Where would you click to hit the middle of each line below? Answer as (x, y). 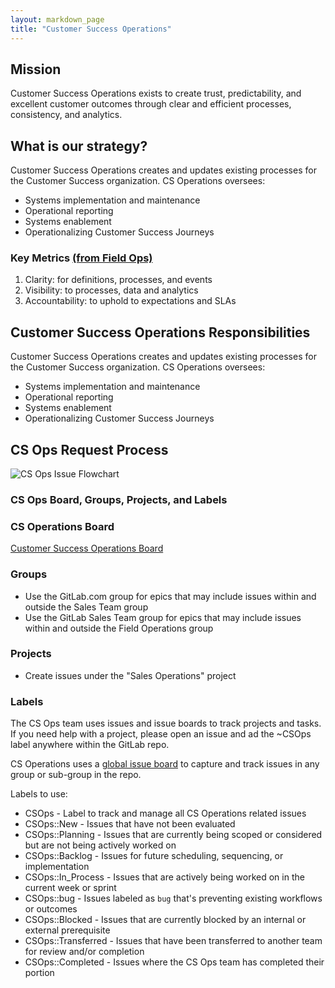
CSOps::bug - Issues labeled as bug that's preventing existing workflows (173, 898)
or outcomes (51, 909)
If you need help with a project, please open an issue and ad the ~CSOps (161, 734)
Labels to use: (39, 794)
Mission (36, 69)
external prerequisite (67, 930)
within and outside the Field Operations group (119, 628)
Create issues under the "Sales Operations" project (130, 675)
